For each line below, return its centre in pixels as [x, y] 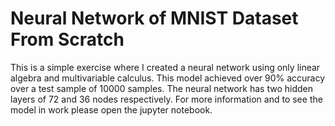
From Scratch [67, 39]
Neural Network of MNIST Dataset [154, 18]
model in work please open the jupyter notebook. [111, 109]
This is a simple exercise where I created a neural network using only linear [165, 67]
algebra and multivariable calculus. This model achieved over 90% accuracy [168, 78]
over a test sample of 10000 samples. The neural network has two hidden [161, 88]
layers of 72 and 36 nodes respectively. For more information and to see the [166, 99]
